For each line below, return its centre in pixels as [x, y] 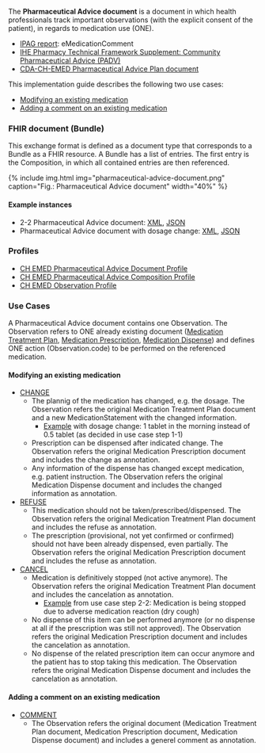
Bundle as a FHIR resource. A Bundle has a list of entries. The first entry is [129, 155]
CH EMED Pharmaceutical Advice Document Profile [104, 268]
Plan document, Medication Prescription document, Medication [134, 732]
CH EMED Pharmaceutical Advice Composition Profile [107, 277]
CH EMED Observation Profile [68, 285]
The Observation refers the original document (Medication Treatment [144, 723]
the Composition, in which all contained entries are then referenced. [119, 162]
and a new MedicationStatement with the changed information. [134, 418]
